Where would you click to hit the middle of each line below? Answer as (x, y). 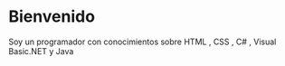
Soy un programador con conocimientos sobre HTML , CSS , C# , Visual (142, 42)
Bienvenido (52, 17)
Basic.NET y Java (41, 51)
